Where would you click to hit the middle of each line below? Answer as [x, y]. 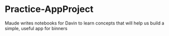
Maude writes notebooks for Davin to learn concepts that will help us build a [84, 23]
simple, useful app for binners [36, 28]
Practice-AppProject [49, 9]
